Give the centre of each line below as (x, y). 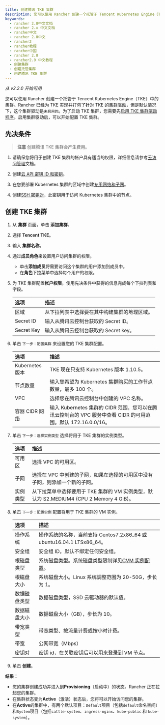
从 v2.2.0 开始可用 (24, 88)
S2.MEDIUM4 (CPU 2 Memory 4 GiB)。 (88, 498)
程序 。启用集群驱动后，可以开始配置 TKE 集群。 (54, 117)
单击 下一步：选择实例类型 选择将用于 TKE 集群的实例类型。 (69, 435)
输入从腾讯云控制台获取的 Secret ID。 (88, 321)
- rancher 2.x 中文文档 (32, 28)
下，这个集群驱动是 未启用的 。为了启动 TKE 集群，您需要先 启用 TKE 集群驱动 (81, 111)
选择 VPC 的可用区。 (55, 462)
